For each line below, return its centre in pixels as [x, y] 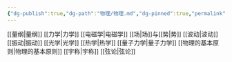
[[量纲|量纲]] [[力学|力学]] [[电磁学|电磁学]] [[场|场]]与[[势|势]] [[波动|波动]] [113, 34]
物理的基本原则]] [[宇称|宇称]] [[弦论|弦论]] [75, 51]
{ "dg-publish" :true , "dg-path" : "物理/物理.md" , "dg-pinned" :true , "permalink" [116, 13]
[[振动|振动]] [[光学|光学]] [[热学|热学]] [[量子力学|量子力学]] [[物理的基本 [110, 43]
